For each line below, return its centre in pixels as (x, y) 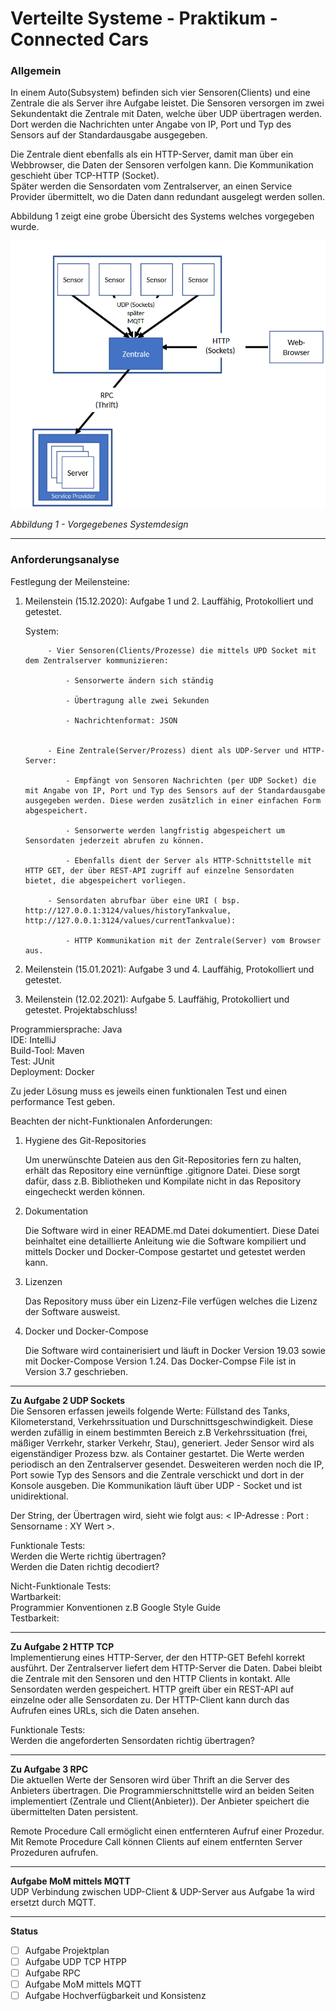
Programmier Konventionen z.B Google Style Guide (116, 1607)
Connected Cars (79, 39)
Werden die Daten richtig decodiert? (85, 1566)
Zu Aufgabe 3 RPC (49, 1769)
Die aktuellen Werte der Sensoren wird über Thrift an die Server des (150, 1779)
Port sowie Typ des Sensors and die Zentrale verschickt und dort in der (157, 1474)
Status (24, 1931)
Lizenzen (43, 1281)
